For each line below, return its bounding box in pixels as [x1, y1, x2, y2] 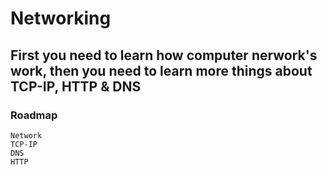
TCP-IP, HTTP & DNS [10, 78, 142, 95]
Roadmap [10, 108, 58, 122]
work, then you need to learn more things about [10, 62, 313, 79]
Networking [10, 7, 112, 30]
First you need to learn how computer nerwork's [10, 47, 318, 64]
